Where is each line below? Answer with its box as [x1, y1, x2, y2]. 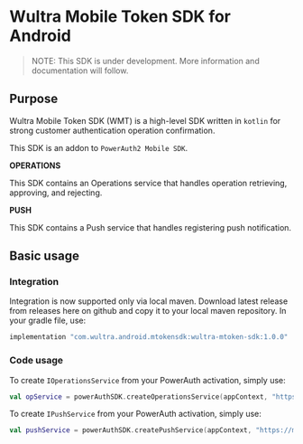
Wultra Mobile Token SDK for [9, 6, 232, 27]
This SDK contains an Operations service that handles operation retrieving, [9, 177, 288, 188]
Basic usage [9, 249, 79, 264]
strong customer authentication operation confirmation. [9, 125, 216, 136]
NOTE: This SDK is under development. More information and [31, 55, 260, 66]
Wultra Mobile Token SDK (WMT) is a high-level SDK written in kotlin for [9, 115, 281, 126]
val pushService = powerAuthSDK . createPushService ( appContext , [9, 426, 252, 435]
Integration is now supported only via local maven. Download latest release [9, 296, 289, 307]
